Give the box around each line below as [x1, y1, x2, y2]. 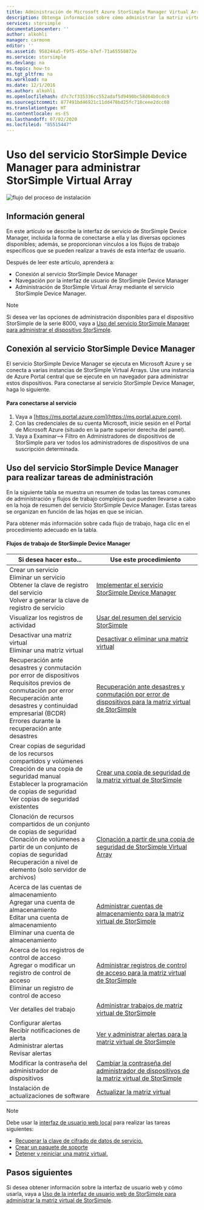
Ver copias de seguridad [9, 795, 80, 803]
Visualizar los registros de [9, 613, 83, 622]
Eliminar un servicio [9, 573, 66, 582]
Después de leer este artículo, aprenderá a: [6, 259, 115, 266]
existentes [9, 802, 39, 811]
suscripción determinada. [15, 445, 80, 452]
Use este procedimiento [110, 555, 181, 563]
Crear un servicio [9, 565, 59, 574]
